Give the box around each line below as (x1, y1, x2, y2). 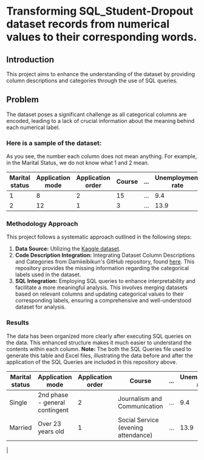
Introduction (6, 54, 55, 64)
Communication (118, 402, 163, 410)
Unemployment (154, 173, 200, 182)
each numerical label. (6, 124, 60, 131)
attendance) (118, 431, 153, 439)
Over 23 (37, 419, 62, 428)
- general (37, 398, 66, 406)
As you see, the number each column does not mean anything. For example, (6, 153, 197, 160)
